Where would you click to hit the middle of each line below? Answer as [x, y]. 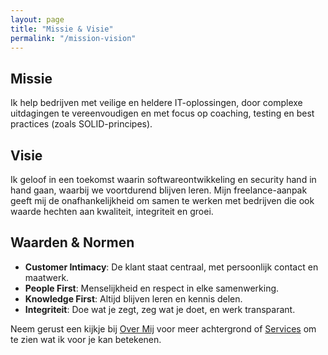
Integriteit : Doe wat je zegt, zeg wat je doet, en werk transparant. [160, 309]
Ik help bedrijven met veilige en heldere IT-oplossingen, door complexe [156, 103]
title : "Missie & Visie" [62, 29]
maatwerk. [47, 277]
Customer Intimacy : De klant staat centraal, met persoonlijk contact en [171, 267]
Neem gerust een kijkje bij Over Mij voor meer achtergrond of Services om [163, 328]
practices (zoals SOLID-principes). [81, 124]
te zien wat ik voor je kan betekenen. [86, 339]
